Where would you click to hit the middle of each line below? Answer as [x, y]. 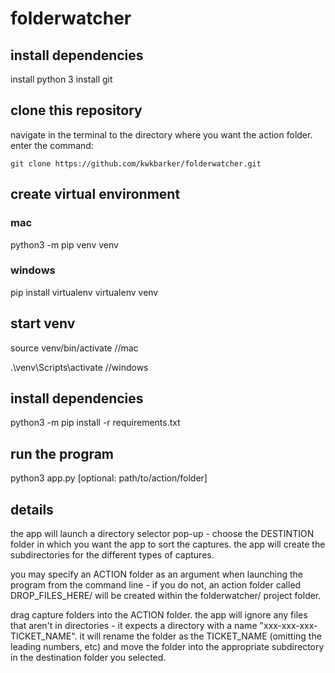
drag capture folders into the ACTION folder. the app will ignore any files [159, 615]
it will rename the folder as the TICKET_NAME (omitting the [200, 636]
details [32, 509]
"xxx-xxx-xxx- [288, 626]
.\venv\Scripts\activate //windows [79, 367]
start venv [43, 323]
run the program [62, 453]
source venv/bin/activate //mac [74, 348]
